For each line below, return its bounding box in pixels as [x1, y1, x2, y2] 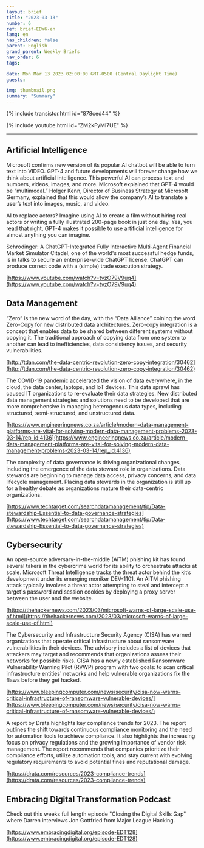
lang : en [6, 32, 29, 38]
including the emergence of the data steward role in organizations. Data [6, 465, 186, 472]
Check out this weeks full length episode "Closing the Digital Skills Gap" [6, 810, 186, 818]
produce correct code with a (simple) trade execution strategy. [6, 262, 163, 270]
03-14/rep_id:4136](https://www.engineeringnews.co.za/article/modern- [6, 433, 188, 441]
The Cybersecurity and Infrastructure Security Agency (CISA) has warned [6, 631, 191, 639]
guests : [6, 77, 26, 83]
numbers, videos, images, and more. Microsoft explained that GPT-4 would [6, 180, 194, 187]
